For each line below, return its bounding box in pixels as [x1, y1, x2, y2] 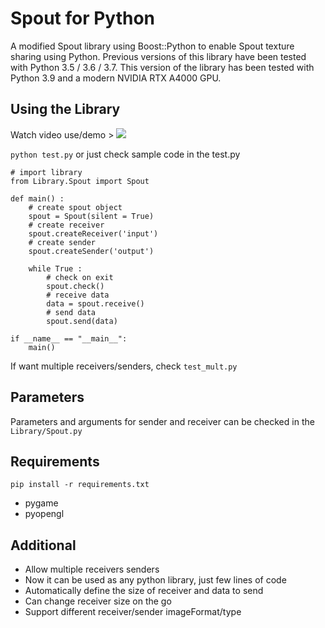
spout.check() [46, 281, 105, 291]
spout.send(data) [46, 316, 118, 326]
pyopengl [24, 508, 65, 520]
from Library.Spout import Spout [10, 176, 150, 186]
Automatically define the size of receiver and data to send [24, 585, 264, 597]
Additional [10, 537, 77, 554]
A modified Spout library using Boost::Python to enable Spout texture [10, 40, 295, 52]
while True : [28, 263, 83, 274]
